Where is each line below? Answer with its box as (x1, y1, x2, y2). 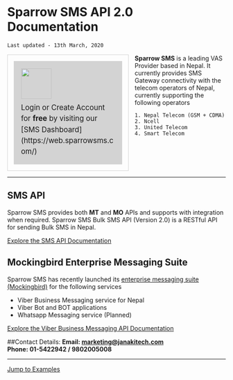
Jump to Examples (7, 365, 60, 373)
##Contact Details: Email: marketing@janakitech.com (7, 338, 164, 346)
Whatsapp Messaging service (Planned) (17, 311, 132, 319)
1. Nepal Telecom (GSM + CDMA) (135, 112, 225, 119)
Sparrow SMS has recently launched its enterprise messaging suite (7, 275, 199, 283)
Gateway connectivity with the (135, 76, 222, 84)
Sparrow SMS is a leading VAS (135, 53, 223, 63)
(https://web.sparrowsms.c (20, 135, 114, 145)
